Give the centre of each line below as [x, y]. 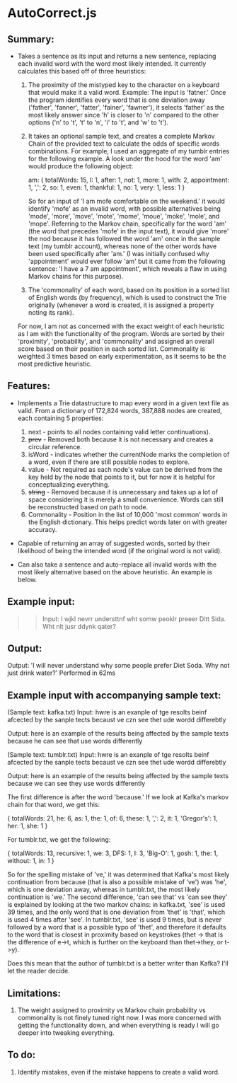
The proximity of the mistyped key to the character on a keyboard [124, 85]
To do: [22, 1055]
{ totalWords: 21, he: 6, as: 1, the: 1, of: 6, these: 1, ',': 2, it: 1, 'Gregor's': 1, [112, 818]
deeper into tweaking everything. [66, 1033]
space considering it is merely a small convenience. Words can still [126, 499]
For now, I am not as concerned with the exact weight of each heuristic [121, 326]
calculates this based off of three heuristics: [82, 71]
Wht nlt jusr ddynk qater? [79, 626]
